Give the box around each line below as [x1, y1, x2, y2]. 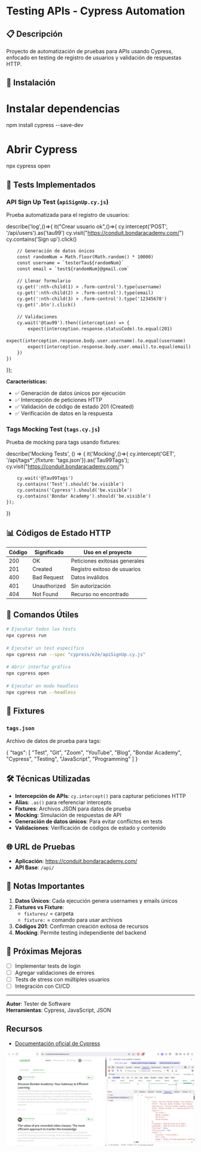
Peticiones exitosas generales [71, 557, 145, 564]
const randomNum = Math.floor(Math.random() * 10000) [17, 253, 154, 260]
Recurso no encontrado [71, 590, 129, 597]
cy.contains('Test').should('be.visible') [17, 481, 124, 488]
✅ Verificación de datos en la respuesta [14, 409, 113, 417]
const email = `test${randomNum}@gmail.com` [17, 265, 130, 272]
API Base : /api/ [14, 864, 54, 871]
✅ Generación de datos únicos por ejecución [14, 389, 126, 397]
